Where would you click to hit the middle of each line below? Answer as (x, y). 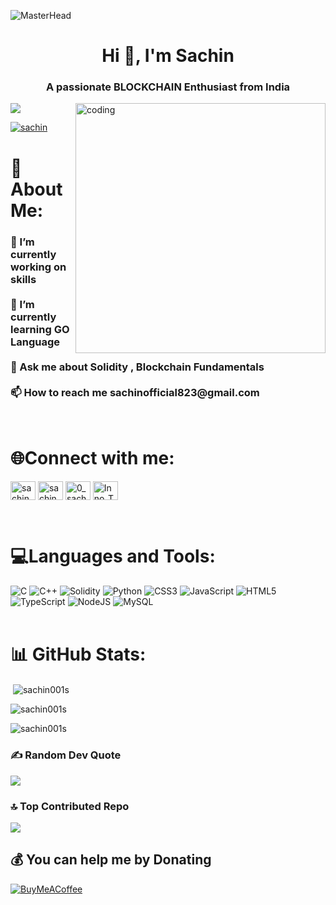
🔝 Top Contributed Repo (70, 806)
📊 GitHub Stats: (78, 654)
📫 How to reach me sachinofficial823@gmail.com (135, 392)
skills (23, 279)
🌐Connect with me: (92, 458)
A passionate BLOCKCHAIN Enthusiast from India (168, 87)
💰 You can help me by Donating (111, 860)
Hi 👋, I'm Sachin (168, 56)
